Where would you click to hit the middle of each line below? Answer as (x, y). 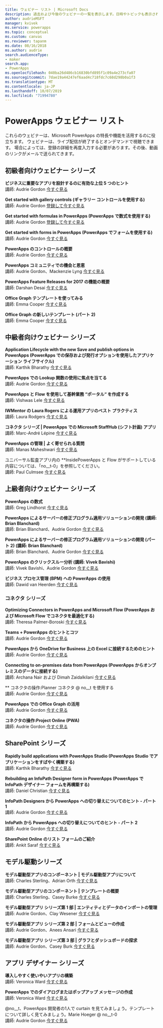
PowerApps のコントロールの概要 (39, 249)
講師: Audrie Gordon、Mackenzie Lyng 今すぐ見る (55, 271)
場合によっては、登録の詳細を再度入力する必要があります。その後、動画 (86, 148)
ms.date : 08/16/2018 (26, 46)
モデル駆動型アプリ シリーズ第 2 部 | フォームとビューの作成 (65, 924)
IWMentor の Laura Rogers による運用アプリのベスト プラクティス (71, 410)
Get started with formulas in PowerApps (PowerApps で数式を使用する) (78, 216)
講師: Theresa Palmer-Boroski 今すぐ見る (46, 622)
